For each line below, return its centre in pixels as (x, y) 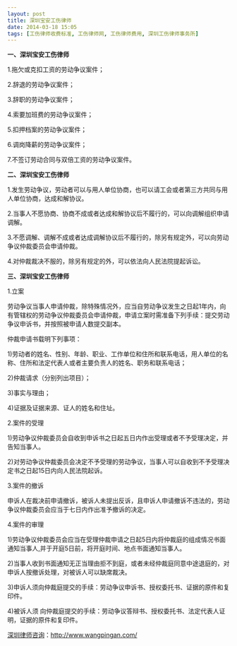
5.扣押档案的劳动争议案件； (47, 130)
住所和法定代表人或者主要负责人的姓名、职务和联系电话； (103, 363)
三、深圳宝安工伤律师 (38, 276)
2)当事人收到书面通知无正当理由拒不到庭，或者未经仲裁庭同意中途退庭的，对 (119, 563)
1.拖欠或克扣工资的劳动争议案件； (56, 70)
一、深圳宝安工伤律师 (38, 54)
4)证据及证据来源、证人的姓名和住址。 (63, 408)
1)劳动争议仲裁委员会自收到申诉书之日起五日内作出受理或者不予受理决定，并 (118, 438)
